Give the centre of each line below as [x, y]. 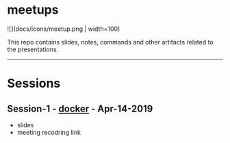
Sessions [34, 83]
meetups [33, 10]
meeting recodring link [49, 132]
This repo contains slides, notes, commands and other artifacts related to [110, 42]
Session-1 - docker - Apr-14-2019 [80, 108]
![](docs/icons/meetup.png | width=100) [64, 29]
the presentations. [33, 49]
